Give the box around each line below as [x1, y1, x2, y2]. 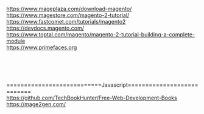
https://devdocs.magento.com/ [6, 24, 84, 32]
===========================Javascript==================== [6, 81, 199, 89]
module [6, 38, 26, 44]
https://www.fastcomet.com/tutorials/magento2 [6, 18, 126, 25]
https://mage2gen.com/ [6, 101, 66, 108]
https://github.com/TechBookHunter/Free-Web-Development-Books [6, 94, 178, 101]
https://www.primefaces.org [6, 44, 77, 51]
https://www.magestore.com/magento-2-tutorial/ [6, 12, 130, 19]
